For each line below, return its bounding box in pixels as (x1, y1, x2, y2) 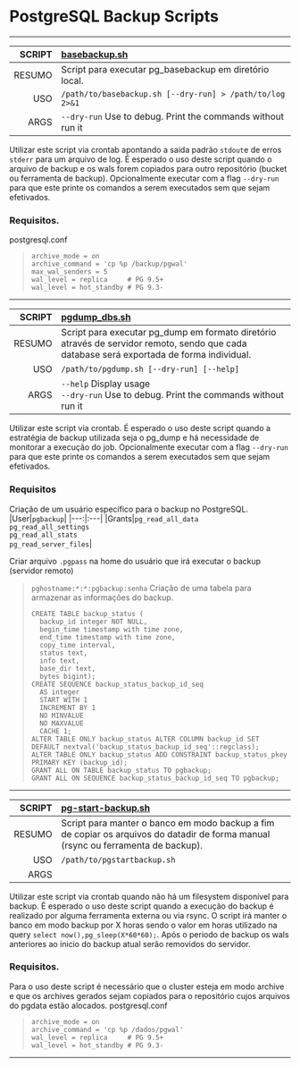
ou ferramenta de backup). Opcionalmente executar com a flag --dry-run (9, 173, 279, 183)
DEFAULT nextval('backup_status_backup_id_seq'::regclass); (30, 742, 260, 751)
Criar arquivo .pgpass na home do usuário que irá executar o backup (9, 555, 262, 566)
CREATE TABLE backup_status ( (30, 609, 145, 618)
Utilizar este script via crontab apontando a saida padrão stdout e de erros (9, 144, 282, 155)
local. (61, 74, 84, 87)
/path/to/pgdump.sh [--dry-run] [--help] (61, 364, 239, 375)
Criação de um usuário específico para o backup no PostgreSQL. (9, 504, 249, 514)
